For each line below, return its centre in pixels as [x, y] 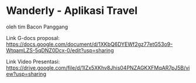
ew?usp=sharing [26, 74]
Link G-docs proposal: [33, 38]
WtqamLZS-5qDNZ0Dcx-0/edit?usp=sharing [60, 50]
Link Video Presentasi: [33, 62]
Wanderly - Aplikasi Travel [72, 11]
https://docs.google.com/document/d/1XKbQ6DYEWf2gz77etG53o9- [90, 44]
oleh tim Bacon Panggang [37, 27]
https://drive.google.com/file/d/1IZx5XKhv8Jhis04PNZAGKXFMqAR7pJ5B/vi [98, 67]
